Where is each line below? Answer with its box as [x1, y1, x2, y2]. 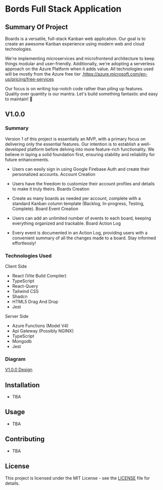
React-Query [12, 283, 38, 289]
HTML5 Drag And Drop [12, 298, 58, 304]
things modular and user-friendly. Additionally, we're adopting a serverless [5, 61, 155, 66]
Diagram [5, 355, 26, 362]
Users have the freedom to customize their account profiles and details [12, 180, 155, 186]
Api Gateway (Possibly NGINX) [12, 328, 74, 333]
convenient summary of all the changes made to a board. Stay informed [12, 235, 156, 241]
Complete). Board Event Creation [12, 206, 79, 212]
